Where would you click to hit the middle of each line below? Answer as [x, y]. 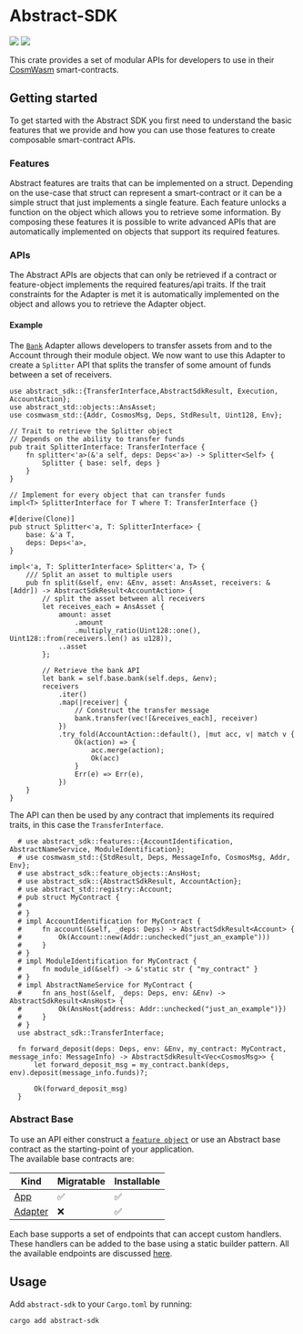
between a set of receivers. [61, 374]
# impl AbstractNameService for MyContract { [106, 985]
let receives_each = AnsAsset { [104, 606]
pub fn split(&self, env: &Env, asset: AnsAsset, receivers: [144, 583]
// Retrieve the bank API [91, 670]
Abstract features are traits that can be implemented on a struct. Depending [151, 183]
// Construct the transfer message [141, 710]
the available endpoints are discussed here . [91, 1253]
